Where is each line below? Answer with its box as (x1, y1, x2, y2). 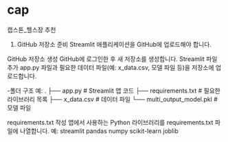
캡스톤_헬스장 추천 (7, 25, 56, 34)
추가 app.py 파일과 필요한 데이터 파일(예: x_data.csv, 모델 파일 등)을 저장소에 (7, 63, 214, 71)
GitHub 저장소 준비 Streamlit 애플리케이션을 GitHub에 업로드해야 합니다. (16, 40, 212, 48)
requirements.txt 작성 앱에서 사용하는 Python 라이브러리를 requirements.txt (7, 118, 214, 126)
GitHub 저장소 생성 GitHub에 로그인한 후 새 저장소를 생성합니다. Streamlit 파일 (7, 54, 218, 63)
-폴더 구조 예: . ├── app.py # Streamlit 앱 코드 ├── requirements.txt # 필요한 (7, 86, 221, 95)
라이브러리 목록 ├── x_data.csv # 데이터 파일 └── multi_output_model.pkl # (7, 95, 218, 103)
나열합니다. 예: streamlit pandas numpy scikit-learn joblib (19, 126, 179, 135)
